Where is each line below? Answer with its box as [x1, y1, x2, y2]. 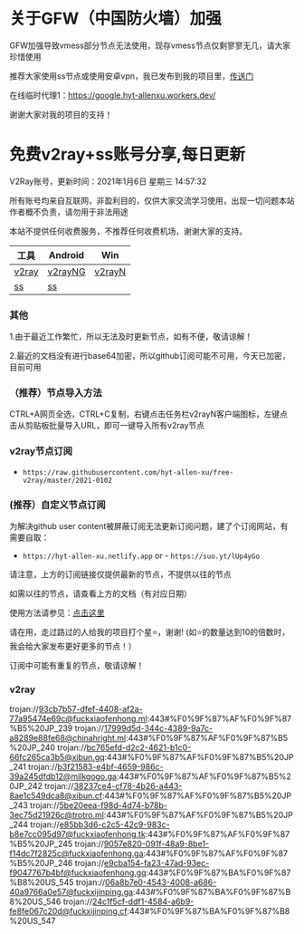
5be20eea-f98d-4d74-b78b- [59, 800, 167, 811]
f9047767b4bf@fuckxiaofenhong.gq [9, 867, 147, 879]
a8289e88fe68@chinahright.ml [9, 733, 127, 744]
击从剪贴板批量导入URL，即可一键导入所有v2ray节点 [9, 420, 205, 431]
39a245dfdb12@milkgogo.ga [9, 771, 118, 782]
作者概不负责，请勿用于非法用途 [9, 206, 128, 217]
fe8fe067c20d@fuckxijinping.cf [9, 906, 128, 917]
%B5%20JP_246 [9, 858, 73, 869]
